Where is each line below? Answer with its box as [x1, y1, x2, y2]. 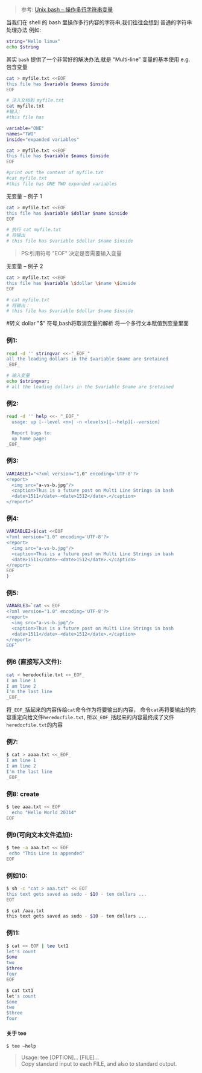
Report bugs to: [11, 429, 52, 436]
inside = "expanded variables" [6, 136, 80, 143]
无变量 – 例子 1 [6, 192, 42, 200]
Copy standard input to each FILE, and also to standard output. [21, 1060, 177, 1068]
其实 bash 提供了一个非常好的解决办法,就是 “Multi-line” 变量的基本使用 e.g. [6, 56, 191, 63]
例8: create [6, 789, 40, 798]
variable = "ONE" [6, 125, 45, 131]
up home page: [11, 435, 47, 442]
